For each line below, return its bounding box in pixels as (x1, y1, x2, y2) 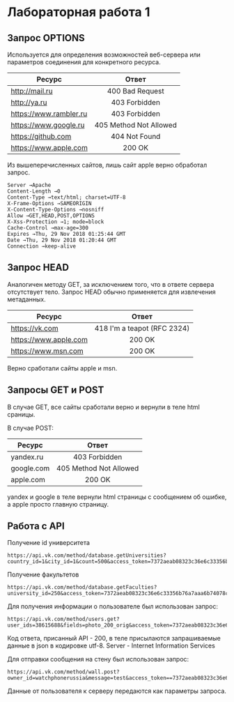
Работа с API (7, 521, 65, 532)
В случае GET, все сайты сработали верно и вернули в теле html (7, 403, 200, 411)
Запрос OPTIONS (7, 32, 85, 44)
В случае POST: (7, 424, 54, 432)
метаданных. (7, 294, 47, 304)
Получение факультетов (7, 570, 79, 579)
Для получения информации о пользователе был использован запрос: (7, 602, 218, 611)
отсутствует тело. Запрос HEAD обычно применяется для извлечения (7, 287, 216, 296)
